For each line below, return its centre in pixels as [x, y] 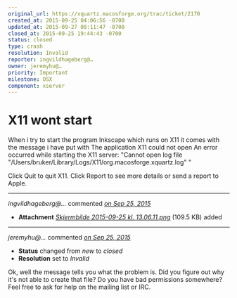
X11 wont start [50, 121]
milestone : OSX [30, 79]
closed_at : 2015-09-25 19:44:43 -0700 [65, 33]
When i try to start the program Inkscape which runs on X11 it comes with [114, 140]
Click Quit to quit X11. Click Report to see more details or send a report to [113, 176]
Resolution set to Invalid [54, 259]
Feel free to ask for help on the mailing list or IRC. [79, 287]
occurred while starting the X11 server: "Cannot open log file [95, 155]
